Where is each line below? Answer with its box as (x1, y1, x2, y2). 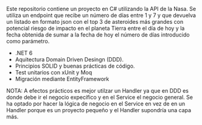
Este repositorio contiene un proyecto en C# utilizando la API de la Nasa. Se (6, 5, 197, 12)
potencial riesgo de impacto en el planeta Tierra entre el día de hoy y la (6, 24, 185, 32)
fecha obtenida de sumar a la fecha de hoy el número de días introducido (6, 31, 190, 38)
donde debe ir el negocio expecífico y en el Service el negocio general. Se (6, 94, 193, 101)
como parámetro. (6, 38, 50, 45)
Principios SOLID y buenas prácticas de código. (15, 62, 135, 70)
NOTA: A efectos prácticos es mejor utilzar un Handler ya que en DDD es (6, 87, 189, 94)
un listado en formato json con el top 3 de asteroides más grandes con (6, 18, 184, 25)
